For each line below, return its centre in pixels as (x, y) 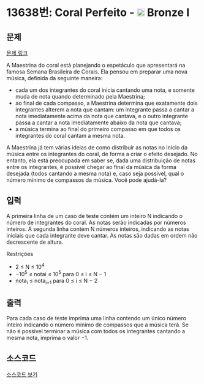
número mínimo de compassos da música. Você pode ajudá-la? (87, 180)
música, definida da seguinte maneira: (55, 78)
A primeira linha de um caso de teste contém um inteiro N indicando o (94, 216)
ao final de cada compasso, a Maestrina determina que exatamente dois (106, 103)
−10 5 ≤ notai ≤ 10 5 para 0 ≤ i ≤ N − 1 (61, 274)
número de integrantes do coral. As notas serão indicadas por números (96, 222)
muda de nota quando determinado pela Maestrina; (80, 96)
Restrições (20, 254)
